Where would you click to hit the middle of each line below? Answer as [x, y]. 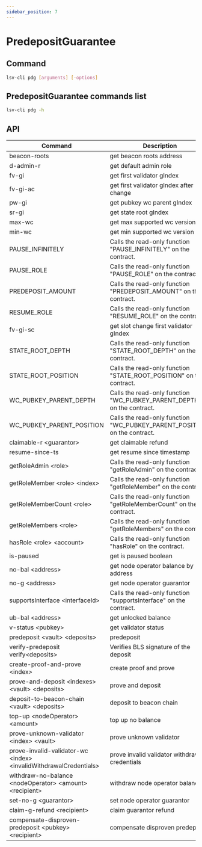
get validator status [137, 627]
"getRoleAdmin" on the [142, 470]
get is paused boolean [141, 556]
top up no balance [135, 720]
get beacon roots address [146, 156]
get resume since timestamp [150, 452]
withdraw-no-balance [41, 775]
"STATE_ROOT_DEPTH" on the [153, 351]
